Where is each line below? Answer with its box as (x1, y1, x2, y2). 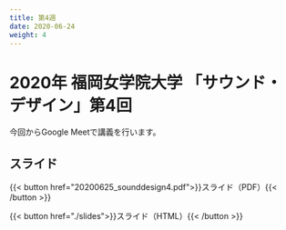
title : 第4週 (9, 13, 56, 23)
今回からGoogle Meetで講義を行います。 (9, 126, 161, 137)
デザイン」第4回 (9, 95, 132, 115)
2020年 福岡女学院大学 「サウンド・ (9, 72, 282, 93)
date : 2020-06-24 (9, 22, 76, 31)
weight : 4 (9, 30, 47, 39)
